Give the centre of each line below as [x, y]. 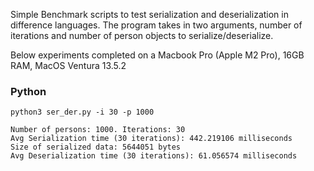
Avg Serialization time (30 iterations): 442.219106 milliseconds [151, 139]
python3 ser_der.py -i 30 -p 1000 [82, 112]
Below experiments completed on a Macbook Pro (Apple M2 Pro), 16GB [157, 55]
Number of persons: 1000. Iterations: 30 [98, 130]
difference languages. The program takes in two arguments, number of [156, 25]
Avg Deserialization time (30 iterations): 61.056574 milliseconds [154, 156]
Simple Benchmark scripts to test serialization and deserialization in [149, 14]
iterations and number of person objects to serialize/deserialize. [142, 35]
